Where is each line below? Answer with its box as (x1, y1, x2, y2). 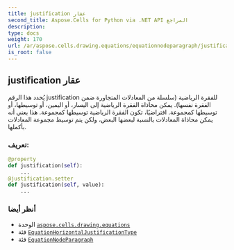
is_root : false (8, 49, 52, 56)
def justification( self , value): (8, 181, 105, 188)
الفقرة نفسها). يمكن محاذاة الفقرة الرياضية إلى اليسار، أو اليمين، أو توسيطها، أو (8, 100, 211, 108)
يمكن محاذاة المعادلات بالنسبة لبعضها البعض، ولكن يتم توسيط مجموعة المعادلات (8, 115, 214, 124)
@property (8, 156, 37, 162)
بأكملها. (8, 122, 27, 131)
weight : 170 (8, 36, 42, 43)
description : (8, 23, 46, 30)
